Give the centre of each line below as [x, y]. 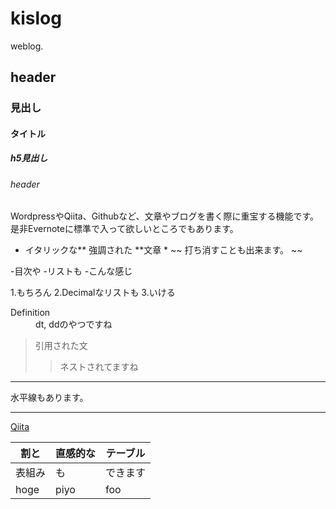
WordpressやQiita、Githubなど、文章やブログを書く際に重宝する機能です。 [165, 216]
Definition [30, 313]
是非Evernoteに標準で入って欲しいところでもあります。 [124, 229]
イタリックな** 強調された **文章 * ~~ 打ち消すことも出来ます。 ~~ [163, 250]
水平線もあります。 [49, 398]
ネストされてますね [99, 367]
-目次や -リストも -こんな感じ [71, 271]
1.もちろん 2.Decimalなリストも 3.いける [93, 293]
